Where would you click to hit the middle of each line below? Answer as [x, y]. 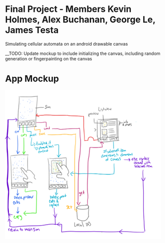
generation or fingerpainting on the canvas [49, 58]
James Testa [32, 30]
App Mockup [32, 79]
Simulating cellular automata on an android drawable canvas [67, 44]
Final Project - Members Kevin [68, 9]
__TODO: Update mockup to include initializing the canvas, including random [83, 53]
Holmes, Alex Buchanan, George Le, [80, 20]
